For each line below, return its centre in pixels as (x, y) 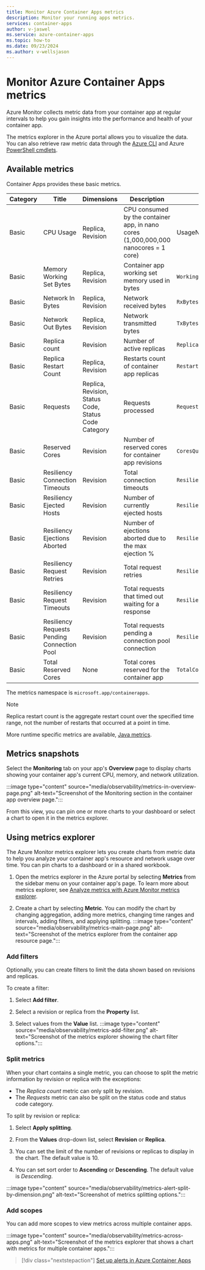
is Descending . (34, 1176)
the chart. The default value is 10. (57, 1157)
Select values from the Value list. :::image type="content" (88, 1024)
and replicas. (23, 976)
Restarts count (145, 358)
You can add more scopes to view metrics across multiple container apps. (99, 1224)
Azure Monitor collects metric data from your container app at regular (94, 112)
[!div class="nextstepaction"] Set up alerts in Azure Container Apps (106, 1260)
